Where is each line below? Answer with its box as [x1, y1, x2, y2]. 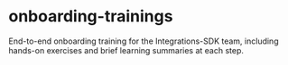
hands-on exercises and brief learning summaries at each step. [8, 45, 245, 55]
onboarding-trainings [8, 6, 173, 27]
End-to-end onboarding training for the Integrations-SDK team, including [8, 36, 279, 46]
